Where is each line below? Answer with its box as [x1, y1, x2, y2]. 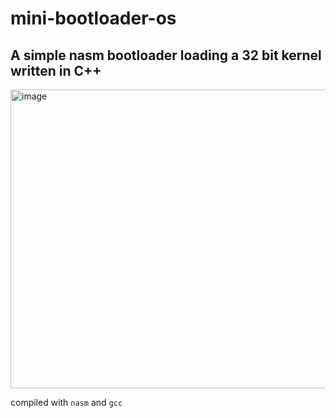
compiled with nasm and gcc [10, 397, 123, 408]
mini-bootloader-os [10, 7, 177, 30]
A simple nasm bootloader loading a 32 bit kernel [10, 47, 322, 64]
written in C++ [10, 62, 102, 79]
